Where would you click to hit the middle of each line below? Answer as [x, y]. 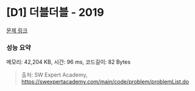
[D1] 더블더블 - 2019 [55, 12]
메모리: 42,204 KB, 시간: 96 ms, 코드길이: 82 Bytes [69, 62]
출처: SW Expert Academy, [54, 75]
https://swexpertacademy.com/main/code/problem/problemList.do [105, 82]
